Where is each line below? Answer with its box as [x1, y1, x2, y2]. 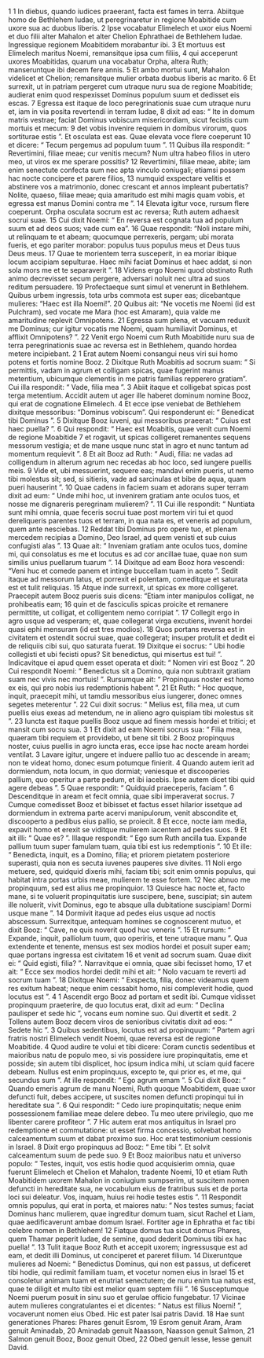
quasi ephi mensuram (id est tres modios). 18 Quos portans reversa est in [8, 625, 245, 633]
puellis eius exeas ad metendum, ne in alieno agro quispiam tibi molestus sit [8, 708, 254, 718]
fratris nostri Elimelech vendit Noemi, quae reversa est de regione [8, 1033, 221, 1043]
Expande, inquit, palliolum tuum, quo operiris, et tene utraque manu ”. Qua [8, 934, 247, 942]
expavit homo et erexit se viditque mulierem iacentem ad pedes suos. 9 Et [8, 825, 247, 834]
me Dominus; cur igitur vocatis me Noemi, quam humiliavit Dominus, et [8, 324, 238, 333]
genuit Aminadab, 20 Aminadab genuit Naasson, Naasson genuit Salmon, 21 [8, 1326, 255, 1335]
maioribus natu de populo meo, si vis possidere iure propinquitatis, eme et [8, 1051, 248, 1059]
